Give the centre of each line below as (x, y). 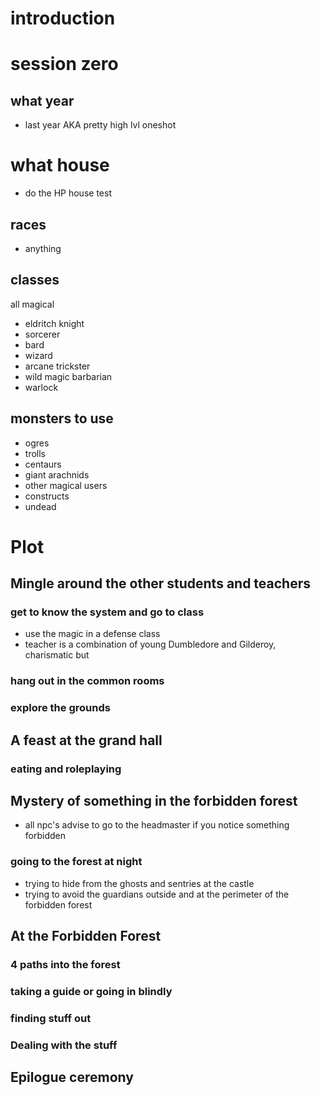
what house (60, 165)
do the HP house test (68, 193)
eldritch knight (54, 323)
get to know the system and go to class (107, 612)
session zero (64, 64)
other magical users (66, 485)
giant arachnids (57, 474)
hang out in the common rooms (87, 681)
